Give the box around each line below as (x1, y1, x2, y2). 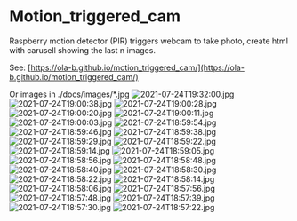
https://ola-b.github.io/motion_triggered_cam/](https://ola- (30, 62, 245, 73)
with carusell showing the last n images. (9, 44, 156, 55)
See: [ (9, 62, 31, 73)
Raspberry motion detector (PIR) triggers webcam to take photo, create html (9, 36, 289, 46)
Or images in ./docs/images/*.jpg (9, 89, 130, 99)
